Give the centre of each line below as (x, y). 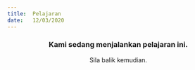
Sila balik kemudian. (118, 59)
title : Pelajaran (34, 14)
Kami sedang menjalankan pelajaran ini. (118, 45)
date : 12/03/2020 (36, 20)
